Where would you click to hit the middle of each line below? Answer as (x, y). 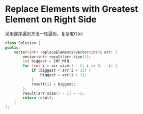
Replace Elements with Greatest (72, 9)
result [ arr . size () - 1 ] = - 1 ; (54, 93)
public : (13, 48)
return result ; (38, 98)
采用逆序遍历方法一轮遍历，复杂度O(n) (44, 33)
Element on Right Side (51, 19)
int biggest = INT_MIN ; (47, 61)
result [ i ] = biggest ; (54, 84)
